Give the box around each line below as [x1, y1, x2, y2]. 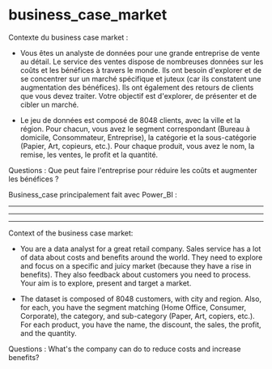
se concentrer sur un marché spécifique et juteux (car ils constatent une [19, 74, 261, 83]
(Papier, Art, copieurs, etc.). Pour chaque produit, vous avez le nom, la [19, 141, 255, 151]
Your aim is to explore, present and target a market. [19, 278, 192, 288]
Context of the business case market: [8, 228, 134, 238]
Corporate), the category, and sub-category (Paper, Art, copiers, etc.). [19, 311, 255, 320]
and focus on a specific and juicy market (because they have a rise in [19, 261, 253, 270]
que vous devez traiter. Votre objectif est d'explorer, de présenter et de [19, 91, 257, 100]
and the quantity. [19, 328, 77, 337]
